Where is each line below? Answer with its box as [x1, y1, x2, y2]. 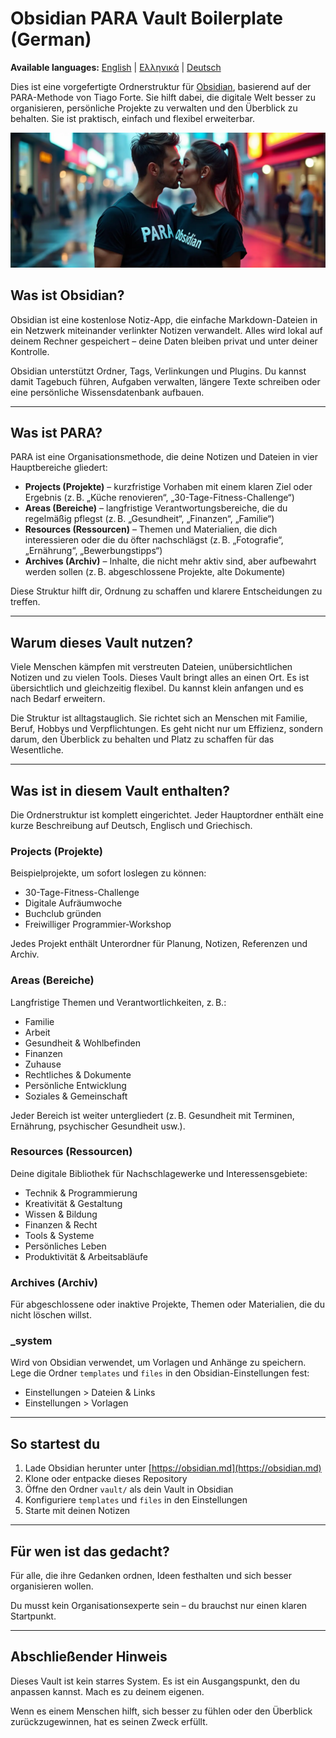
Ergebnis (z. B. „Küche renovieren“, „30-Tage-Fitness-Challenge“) [24, 492, 295, 504]
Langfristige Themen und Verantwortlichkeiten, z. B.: [10, 996, 227, 1008]
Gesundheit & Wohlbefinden [24, 1037, 141, 1049]
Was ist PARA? [10, 424, 103, 441]
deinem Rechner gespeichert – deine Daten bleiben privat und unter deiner [10, 335, 318, 347]
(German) [10, 28, 92, 51]
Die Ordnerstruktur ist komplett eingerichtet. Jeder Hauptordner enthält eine [10, 808, 324, 821]
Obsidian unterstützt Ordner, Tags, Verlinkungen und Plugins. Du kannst [10, 365, 307, 377]
